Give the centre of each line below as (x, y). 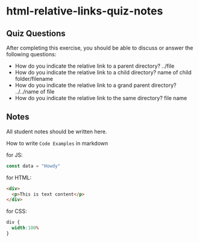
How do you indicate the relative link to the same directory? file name (101, 98)
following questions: (31, 54)
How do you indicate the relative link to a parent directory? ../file (95, 66)
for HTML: (19, 177)
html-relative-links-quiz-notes (85, 11)
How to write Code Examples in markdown (57, 143)
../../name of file (35, 91)
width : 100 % (25, 228)
